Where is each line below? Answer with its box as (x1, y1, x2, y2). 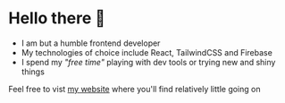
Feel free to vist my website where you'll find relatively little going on (8, 83, 261, 94)
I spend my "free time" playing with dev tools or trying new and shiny (21, 56, 276, 67)
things (21, 66, 46, 77)
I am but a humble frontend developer (21, 38, 161, 48)
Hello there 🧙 (8, 8, 106, 29)
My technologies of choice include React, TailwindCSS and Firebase (21, 47, 273, 57)
